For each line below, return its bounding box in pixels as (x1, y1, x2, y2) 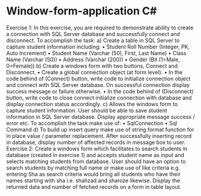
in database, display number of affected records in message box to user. (6, 138, 186, 146)
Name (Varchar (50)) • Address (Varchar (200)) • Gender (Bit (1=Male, (6, 56, 180, 63)
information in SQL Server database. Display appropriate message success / (6, 113, 195, 120)
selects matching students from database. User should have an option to (6, 158, 186, 165)
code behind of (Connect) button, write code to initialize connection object (6, 75, 191, 82)
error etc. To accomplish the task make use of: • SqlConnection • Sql (6, 119, 178, 126)
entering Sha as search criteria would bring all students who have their (6, 170, 181, 177)
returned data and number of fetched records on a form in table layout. (6, 183, 182, 190)
